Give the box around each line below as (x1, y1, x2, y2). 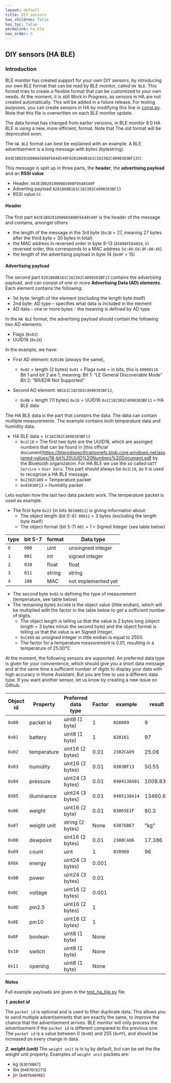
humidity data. (5, 423, 36, 430)
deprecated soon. (5, 130, 43, 137)
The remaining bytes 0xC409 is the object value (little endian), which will (12, 602, 162, 608)
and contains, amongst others (5, 219, 68, 226)
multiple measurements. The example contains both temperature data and (5, 418, 161, 424)
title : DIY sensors (5, 12, 47, 17)
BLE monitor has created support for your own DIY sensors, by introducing (5, 77, 162, 83)
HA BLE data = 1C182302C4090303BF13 (12, 433, 91, 439)
